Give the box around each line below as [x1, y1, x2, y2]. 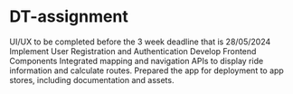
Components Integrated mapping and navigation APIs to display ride [9, 55, 264, 66]
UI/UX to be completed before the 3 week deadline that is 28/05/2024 [9, 36, 271, 47]
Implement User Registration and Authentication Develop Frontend [9, 45, 257, 56]
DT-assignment [9, 6, 128, 27]
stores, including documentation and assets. [9, 74, 175, 85]
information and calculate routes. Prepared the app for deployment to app [9, 65, 285, 76]
